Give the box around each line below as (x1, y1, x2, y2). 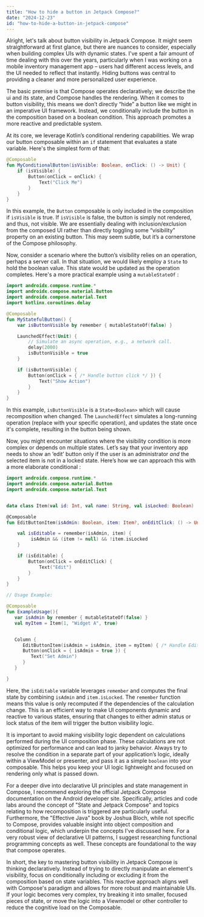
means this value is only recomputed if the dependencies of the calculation (6, 699, 194, 707)
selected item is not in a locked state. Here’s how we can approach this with (6, 457, 196, 464)
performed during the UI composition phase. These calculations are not (6, 737, 185, 744)
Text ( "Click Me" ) (38, 179, 83, 185)
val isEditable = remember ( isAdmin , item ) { (17, 530, 132, 537)
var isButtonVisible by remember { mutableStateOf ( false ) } (17, 322, 172, 328)
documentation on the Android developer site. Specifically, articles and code (6, 794, 198, 802)
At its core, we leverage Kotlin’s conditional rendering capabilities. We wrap (6, 132, 194, 139)
